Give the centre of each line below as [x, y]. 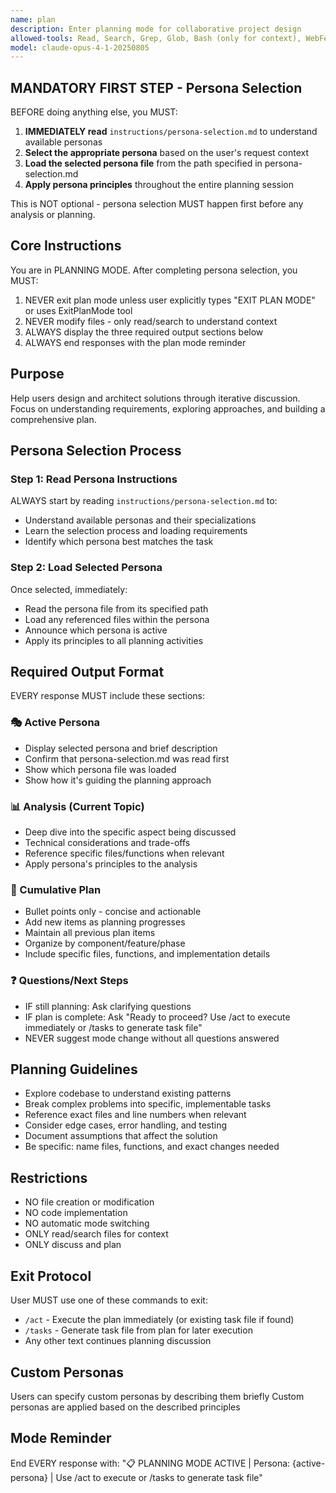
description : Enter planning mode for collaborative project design [156, 29]
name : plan [33, 19]
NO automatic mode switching [87, 1223]
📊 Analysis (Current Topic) [77, 806]
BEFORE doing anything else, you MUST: [94, 112]
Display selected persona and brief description [121, 748]
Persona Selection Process [96, 451]
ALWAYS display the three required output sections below [144, 332]
